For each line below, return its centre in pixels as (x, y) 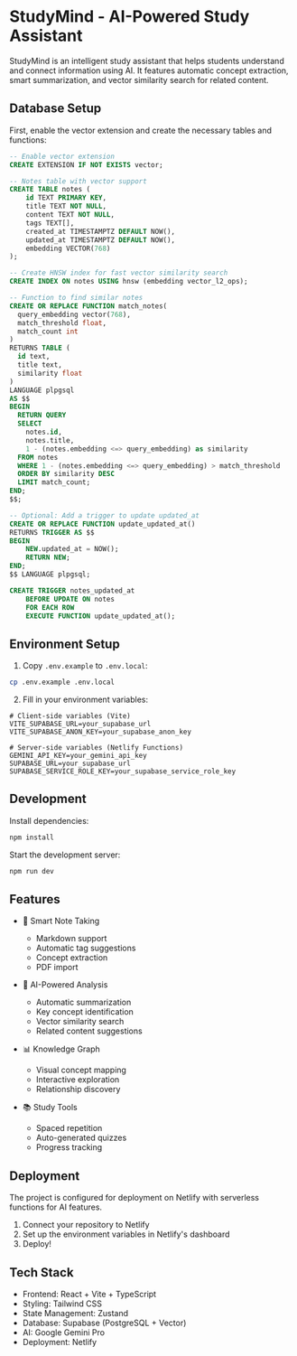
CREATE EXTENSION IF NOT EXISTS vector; (87, 164)
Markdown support (71, 939)
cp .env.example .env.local (62, 683)
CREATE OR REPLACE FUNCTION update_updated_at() (102, 524)
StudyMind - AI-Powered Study (130, 17)
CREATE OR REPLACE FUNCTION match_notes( (88, 306)
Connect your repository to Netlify (86, 1225)
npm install (32, 837)
